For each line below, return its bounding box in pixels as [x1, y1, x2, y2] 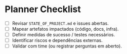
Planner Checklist [5, 4, 81, 15]
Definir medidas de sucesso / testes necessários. [12, 32, 115, 38]
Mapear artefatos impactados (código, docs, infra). [12, 26, 119, 32]
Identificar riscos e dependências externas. [12, 37, 103, 43]
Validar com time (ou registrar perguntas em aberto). [12, 43, 122, 49]
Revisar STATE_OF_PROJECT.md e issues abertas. [12, 20, 109, 26]
